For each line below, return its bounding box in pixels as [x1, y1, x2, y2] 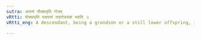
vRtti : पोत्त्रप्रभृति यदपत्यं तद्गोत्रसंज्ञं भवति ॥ [6, 14, 89, 20]
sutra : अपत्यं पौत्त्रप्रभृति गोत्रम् [6, 8, 63, 15]
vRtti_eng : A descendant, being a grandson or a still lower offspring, [6, 19, 191, 25]
